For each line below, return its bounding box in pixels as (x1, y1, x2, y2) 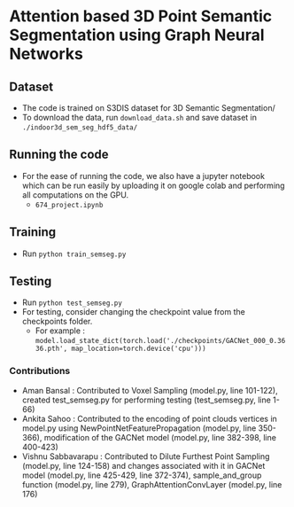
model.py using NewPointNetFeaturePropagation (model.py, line (21, 423, 257, 433)
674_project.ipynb (35, 200, 104, 209)
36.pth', (35, 344, 68, 354)
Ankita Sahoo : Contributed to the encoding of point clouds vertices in (21, 413, 277, 424)
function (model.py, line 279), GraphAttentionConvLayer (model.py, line (21, 479, 282, 489)
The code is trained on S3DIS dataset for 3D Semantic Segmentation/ (21, 103, 276, 113)
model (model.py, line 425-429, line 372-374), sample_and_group (21, 470, 262, 480)
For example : (35, 325, 86, 336)
